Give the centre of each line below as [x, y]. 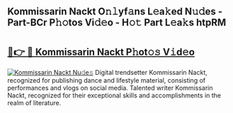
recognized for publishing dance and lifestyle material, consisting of [107, 80]
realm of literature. [34, 103]
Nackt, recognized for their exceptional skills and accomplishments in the [114, 95]
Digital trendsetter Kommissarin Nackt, [151, 72]
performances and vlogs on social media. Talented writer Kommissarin [110, 88]
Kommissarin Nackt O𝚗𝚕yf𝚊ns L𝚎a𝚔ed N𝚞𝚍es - [115, 12]
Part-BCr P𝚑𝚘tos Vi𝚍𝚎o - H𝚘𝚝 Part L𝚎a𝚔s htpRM [117, 23]
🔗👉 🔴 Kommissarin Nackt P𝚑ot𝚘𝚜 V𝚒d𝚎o [101, 52]
